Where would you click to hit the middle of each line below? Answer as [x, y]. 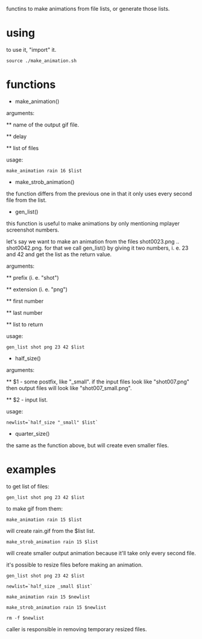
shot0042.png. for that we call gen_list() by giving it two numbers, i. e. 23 [97, 248]
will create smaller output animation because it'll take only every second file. [101, 553]
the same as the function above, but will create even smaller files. [88, 445]
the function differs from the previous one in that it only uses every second [99, 194]
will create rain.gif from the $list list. [51, 530]
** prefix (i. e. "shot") [33, 277]
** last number [24, 312]
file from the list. [27, 200]
